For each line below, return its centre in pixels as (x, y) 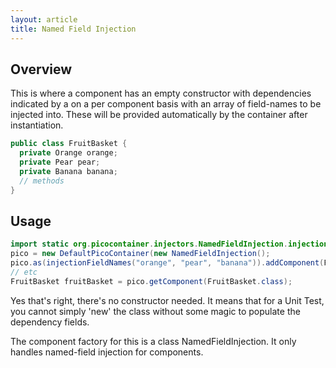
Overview (41, 69)
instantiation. (37, 125)
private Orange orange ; (68, 153)
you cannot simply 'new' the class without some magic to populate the (155, 311)
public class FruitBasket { (69, 144)
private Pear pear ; (60, 162)
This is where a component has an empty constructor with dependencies (161, 93)
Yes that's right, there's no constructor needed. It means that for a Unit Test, (167, 300)
